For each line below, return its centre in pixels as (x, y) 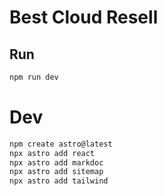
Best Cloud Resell (84, 17)
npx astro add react (52, 153)
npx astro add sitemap (56, 172)
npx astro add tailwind (59, 181)
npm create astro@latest (61, 144)
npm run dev (34, 77)
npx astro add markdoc (56, 162)
